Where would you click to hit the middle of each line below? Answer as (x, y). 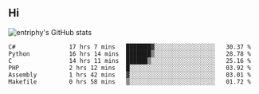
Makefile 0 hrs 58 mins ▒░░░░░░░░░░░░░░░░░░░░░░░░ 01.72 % (129, 82)
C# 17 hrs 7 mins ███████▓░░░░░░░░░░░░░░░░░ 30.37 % (129, 47)
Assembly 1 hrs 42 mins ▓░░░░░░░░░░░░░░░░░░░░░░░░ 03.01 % (129, 75)
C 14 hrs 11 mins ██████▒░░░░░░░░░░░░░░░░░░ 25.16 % (129, 61)
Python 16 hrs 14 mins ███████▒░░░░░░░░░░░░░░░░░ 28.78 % (129, 54)
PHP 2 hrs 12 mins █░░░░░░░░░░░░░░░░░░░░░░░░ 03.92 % (129, 68)
